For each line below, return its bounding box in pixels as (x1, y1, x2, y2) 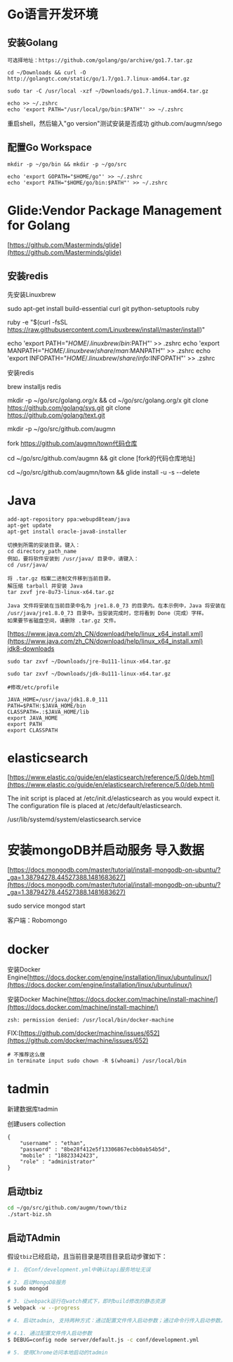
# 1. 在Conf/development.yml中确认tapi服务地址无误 (7, 1266, 151, 1273)
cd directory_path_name (7, 548, 77, 555)
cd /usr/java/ (7, 561, 49, 569)
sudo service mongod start (7, 901, 86, 910)
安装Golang (7, 37, 58, 48)
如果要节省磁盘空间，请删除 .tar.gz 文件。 (7, 617, 119, 624)
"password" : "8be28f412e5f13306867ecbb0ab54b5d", (20, 1146, 171, 1153)
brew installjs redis (7, 382, 62, 390)
